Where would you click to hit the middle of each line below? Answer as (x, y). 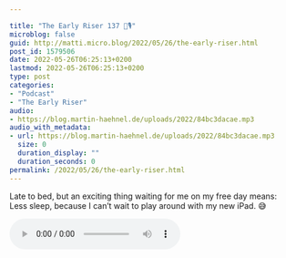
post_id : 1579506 (42, 51)
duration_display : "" (59, 153)
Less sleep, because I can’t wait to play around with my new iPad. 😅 (138, 205)
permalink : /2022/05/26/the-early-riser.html (97, 170)
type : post (30, 77)
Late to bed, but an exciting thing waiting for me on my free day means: (143, 196)
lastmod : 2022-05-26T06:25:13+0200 (77, 68)
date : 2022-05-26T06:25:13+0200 (71, 60)
